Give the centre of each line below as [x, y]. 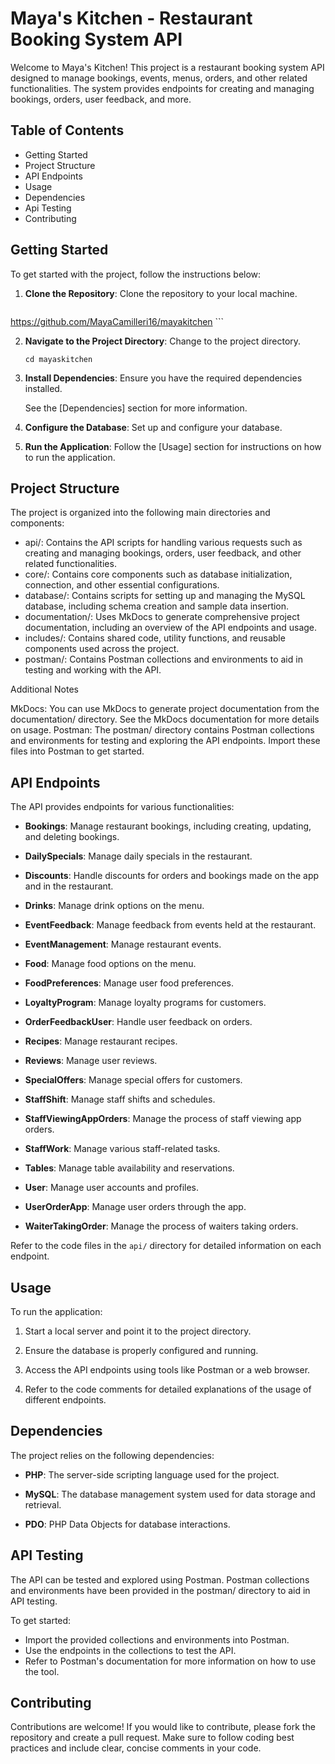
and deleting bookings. [72, 837]
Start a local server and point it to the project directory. [138, 1331]
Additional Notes [44, 689]
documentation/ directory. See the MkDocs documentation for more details [165, 719]
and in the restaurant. [69, 886]
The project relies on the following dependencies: [112, 1455]
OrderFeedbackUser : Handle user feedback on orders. [138, 1022]
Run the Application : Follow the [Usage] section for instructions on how [173, 446]
